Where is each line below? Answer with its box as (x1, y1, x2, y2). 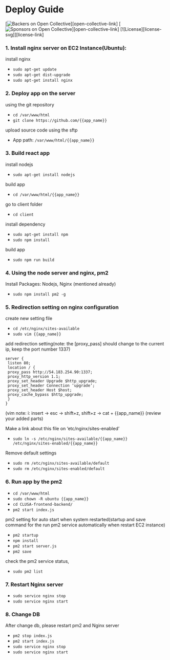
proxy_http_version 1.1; (7, 374, 60, 379)
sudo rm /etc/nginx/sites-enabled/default (12, 466, 105, 471)
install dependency (5, 221, 46, 227)
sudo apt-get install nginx (12, 78, 73, 83)
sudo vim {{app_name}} (12, 332, 61, 337)
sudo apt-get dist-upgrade (12, 72, 71, 78)
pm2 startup (12, 533, 38, 538)
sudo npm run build (12, 257, 55, 263)
